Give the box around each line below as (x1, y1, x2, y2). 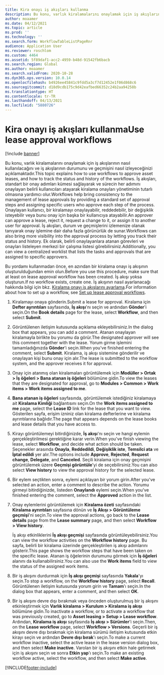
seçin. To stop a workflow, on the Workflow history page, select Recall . (12, 578, 156, 584)
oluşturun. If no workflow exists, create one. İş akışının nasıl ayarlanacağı (5, 279, 151, 285)
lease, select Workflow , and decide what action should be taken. (12, 441, 143, 447)
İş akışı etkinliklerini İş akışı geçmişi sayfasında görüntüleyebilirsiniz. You (12, 532, 158, 538)
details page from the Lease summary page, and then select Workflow (12, 517, 157, 523)
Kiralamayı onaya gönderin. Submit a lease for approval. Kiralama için (12, 299, 151, 304)
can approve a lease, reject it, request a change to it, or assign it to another (5, 217, 156, 223)
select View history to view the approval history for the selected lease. (12, 467, 155, 473)
